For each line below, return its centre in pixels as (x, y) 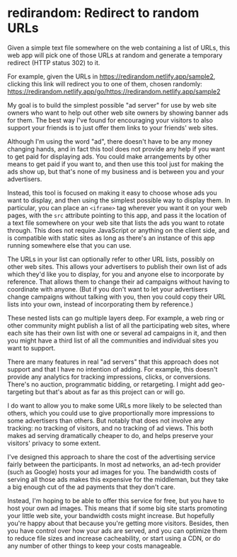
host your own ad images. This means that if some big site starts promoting (117, 508)
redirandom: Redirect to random (103, 13)
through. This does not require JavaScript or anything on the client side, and (118, 230)
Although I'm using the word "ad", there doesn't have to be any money (110, 141)
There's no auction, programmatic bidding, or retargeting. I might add (109, 384)
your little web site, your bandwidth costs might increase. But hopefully (111, 515)
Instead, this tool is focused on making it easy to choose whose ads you (112, 193)
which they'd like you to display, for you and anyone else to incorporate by (116, 274)
